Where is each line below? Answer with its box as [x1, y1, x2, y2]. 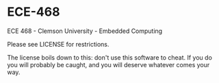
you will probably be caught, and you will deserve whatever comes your [7, 60, 210, 69]
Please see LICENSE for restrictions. [7, 40, 109, 48]
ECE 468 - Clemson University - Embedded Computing [7, 27, 163, 35]
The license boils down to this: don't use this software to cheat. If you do [7, 53, 212, 62]
